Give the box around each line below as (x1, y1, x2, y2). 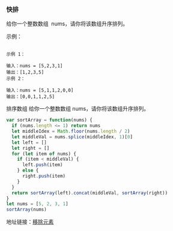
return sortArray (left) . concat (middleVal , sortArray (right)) (11, 189, 168, 196)
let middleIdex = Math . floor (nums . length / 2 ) (11, 128, 130, 135)
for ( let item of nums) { (11, 150, 77, 157)
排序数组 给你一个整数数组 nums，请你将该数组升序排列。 (6, 105, 150, 112)
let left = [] (11, 140, 47, 146)
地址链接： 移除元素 (6, 218, 54, 226)
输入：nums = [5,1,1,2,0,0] (6, 87, 74, 94)
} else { (17, 167, 39, 174)
